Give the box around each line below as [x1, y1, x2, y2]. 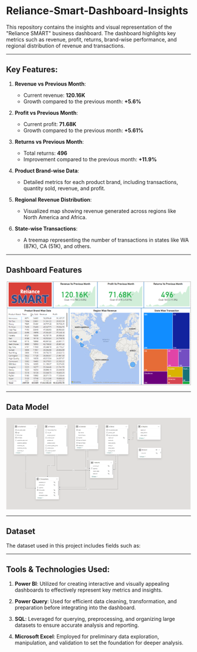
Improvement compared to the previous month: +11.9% [23, 155, 157, 162]
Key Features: [6, 64, 58, 74]
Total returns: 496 [23, 150, 67, 157]
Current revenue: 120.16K [23, 91, 86, 99]
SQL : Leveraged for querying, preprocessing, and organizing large [14, 615, 175, 622]
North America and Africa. [23, 213, 87, 220]
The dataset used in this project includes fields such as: [6, 542, 141, 549]
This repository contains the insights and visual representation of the [6, 23, 172, 30]
